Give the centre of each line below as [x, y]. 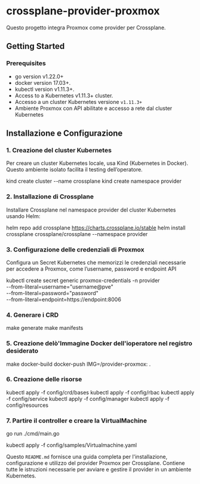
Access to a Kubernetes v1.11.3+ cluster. [64, 95]
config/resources [27, 405]
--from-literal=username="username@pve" [60, 287]
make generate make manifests [45, 328]
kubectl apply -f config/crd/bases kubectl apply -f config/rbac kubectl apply [100, 392]
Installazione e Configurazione [64, 134]
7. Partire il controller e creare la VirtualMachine [77, 421]
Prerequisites [26, 63]
